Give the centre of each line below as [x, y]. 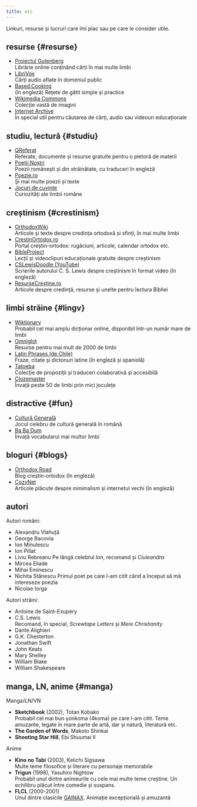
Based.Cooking [33, 86]
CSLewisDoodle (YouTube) [47, 265]
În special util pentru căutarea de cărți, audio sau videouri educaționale [101, 117]
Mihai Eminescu [34, 570]
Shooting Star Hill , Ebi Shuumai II [55, 737]
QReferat [26, 150]
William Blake [31, 662]
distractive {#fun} [40, 404]
